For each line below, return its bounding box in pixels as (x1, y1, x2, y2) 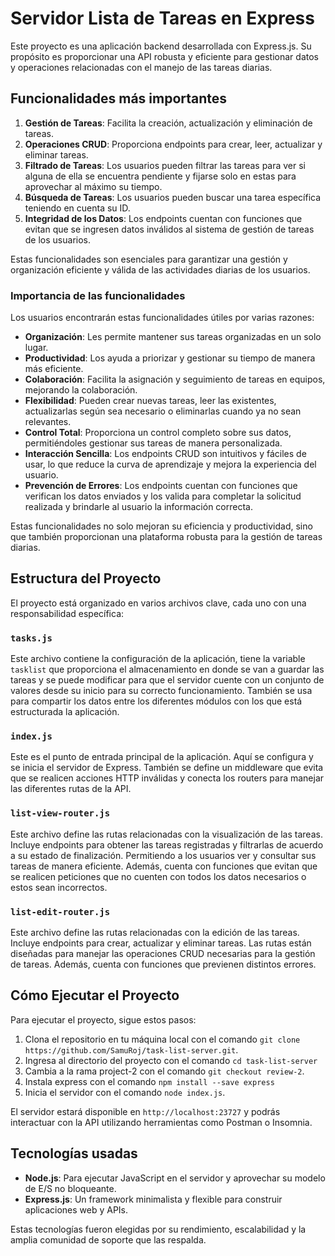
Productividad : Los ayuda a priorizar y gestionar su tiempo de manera (24, 352, 316, 364)
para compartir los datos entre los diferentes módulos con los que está (10, 695, 303, 707)
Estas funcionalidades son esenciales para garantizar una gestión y (10, 253, 288, 265)
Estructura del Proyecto (10, 570, 162, 587)
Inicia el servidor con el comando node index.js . (24, 1086, 226, 1098)
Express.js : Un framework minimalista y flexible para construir (24, 1193, 283, 1205)
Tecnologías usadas (10, 1145, 138, 1162)
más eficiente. (24, 363, 84, 375)
